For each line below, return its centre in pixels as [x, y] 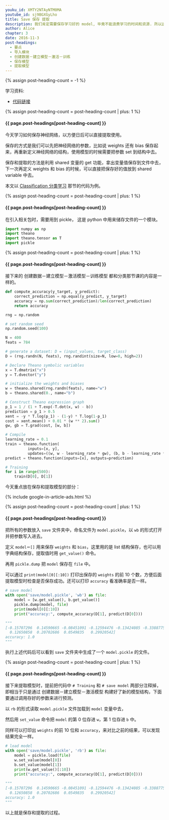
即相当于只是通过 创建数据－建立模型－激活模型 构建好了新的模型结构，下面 [83, 692]
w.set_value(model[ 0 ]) [38, 760]
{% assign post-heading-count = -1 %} [46, 81]
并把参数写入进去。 [25, 536]
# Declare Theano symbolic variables [45, 365]
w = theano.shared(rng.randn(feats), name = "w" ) [56, 388]
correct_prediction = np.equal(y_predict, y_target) [71, 297]
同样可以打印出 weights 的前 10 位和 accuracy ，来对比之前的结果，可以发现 [82, 730]
